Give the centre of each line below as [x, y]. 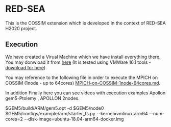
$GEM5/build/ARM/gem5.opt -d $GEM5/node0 [55, 108]
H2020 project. [21, 28]
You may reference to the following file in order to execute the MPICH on [82, 78]
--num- [157, 113]
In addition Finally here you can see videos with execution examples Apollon [86, 93]
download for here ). [26, 67]
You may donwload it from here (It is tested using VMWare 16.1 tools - [78, 62]
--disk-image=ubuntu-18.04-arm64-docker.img [74, 119]
